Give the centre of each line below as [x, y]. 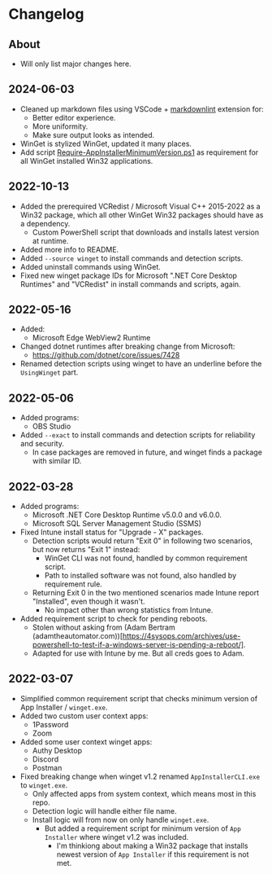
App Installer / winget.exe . [64, 707]
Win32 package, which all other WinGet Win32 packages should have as [142, 215]
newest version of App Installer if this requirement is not [153, 854]
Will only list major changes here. [76, 64]
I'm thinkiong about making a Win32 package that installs [152, 845]
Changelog [46, 14]
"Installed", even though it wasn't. [89, 602]
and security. [42, 444]
